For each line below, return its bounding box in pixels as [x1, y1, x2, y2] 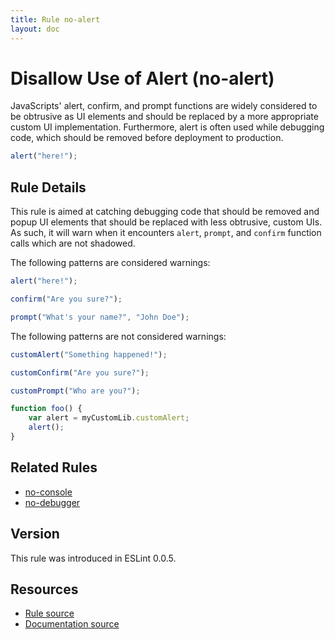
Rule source [24, 607, 75, 620]
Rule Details [10, 179, 87, 196]
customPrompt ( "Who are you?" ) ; [10, 386, 141, 396]
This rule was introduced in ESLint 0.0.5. [10, 552, 177, 564]
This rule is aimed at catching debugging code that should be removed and [10, 206, 320, 218]
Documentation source [24, 618, 120, 630]
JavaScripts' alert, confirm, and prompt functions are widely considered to [10, 100, 318, 112]
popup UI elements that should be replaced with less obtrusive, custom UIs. [10, 216, 323, 228]
